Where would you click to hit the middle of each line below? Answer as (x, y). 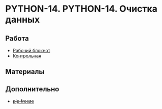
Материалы (25, 72)
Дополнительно (32, 89)
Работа (17, 38)
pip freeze (23, 101)
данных (23, 20)
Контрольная (27, 56)
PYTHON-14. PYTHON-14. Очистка (81, 9)
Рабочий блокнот (31, 50)
